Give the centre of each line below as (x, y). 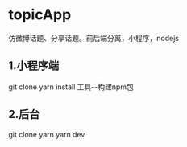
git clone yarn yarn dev (47, 134)
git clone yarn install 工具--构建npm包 (71, 87)
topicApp (40, 15)
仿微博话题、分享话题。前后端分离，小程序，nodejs (94, 38)
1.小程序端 (34, 66)
